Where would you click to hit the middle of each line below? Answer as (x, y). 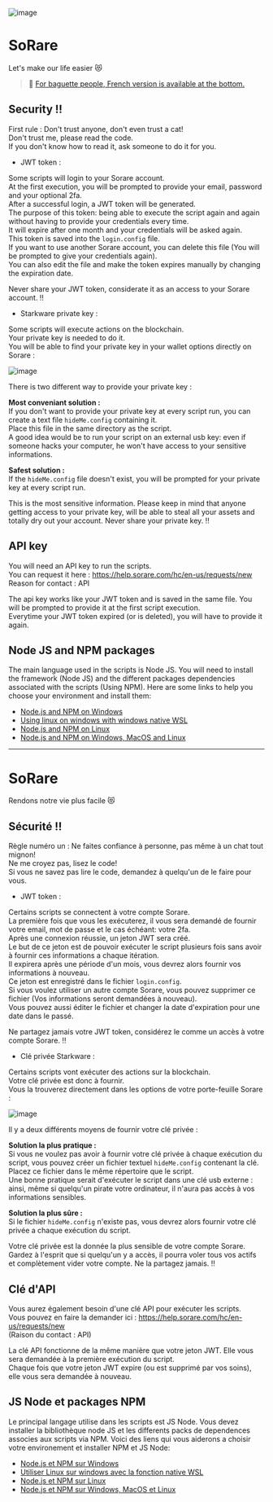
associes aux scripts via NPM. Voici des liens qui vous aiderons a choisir (130, 1438)
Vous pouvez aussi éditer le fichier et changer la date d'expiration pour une (134, 1008)
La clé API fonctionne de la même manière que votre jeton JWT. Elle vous (131, 1350)
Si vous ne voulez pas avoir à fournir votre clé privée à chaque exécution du (135, 1154)
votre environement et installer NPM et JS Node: (89, 1447)
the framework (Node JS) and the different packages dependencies (122, 679)
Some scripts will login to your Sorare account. (87, 178)
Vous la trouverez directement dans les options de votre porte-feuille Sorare (136, 1089)
